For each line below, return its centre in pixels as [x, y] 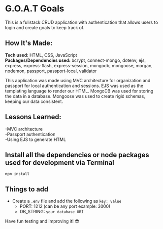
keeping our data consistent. [34, 101]
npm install [17, 174]
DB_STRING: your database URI [51, 212]
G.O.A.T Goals [35, 9]
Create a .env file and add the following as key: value [67, 201]
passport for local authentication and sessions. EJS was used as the [74, 86]
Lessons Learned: [33, 117]
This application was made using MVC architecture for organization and [78, 80]
